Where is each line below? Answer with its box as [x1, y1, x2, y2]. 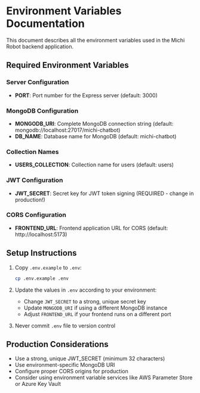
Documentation [6, 17, 85, 30]
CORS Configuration [6, 211, 67, 219]
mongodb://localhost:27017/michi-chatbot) [14, 126, 121, 134]
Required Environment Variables [6, 60, 130, 70]
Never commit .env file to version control [14, 322, 115, 329]
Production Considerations [6, 339, 109, 349]
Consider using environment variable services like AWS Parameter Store [14, 374, 193, 381]
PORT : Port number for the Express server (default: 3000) [14, 91, 158, 99]
